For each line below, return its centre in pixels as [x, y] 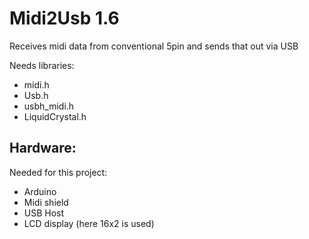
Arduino [40, 191]
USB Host [44, 213]
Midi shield [46, 202]
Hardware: [43, 148]
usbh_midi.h [49, 106]
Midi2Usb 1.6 [64, 18]
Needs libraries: [42, 65]
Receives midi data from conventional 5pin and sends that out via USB [154, 46]
